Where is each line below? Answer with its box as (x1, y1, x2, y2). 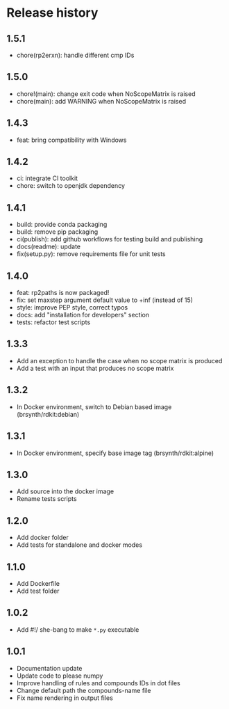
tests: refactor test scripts (16, 318, 91, 326)
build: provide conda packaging (16, 221, 108, 229)
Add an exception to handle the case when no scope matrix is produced (16, 356, 223, 365)
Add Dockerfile (16, 579, 60, 587)
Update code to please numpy (16, 671, 103, 680)
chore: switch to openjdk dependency (16, 182, 126, 190)
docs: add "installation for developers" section (16, 311, 150, 319)
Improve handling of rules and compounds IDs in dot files (16, 678, 181, 687)
